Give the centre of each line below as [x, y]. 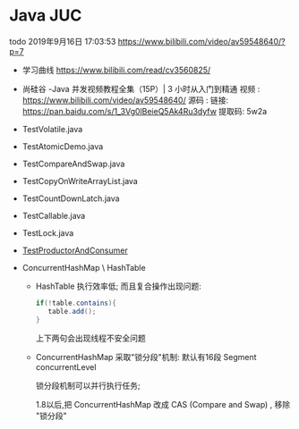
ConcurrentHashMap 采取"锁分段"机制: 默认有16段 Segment [146, 357]
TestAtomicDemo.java [63, 146]
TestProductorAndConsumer [75, 250]
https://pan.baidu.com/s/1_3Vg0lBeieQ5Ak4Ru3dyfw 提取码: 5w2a [145, 111]
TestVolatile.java [52, 129]
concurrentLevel [66, 366]
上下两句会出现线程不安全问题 [90, 338]
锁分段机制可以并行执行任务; [88, 385]
